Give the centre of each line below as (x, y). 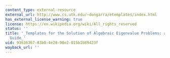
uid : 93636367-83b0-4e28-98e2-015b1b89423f (52, 43)
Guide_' (18, 38)
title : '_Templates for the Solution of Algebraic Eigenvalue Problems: (83, 33)
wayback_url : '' (22, 47)
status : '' (17, 29)
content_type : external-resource (40, 10)
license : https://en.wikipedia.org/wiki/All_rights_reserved (71, 24)
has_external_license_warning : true (44, 19)
